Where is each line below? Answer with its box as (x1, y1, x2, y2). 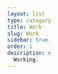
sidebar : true (7, 37, 49, 44)
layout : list (7, 10, 45, 18)
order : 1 (7, 43, 33, 50)
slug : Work (7, 30, 39, 37)
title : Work (7, 23, 42, 30)
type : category (7, 17, 52, 24)
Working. (13, 56, 39, 63)
